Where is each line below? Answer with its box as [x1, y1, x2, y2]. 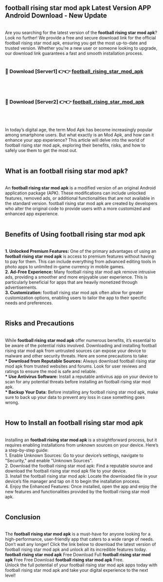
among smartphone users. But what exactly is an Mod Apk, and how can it [5, 132, 154, 138]
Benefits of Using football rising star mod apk [5, 230, 145, 238]
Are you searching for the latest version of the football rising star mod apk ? [5, 29, 157, 36]
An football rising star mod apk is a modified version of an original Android [5, 185, 156, 191]
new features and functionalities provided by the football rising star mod [5, 488, 150, 494]
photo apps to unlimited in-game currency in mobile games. [5, 264, 125, 270]
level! [5, 572, 16, 579]
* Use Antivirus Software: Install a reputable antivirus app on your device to [5, 374, 158, 379]
